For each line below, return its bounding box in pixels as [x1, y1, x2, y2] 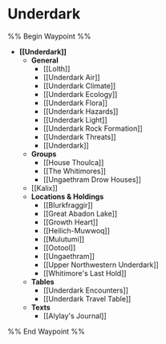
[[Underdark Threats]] [43, 132, 117, 141]
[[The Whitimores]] [43, 166, 106, 176]
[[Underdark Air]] [43, 72, 101, 82]
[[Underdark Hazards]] [43, 106, 119, 116]
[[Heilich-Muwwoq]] [43, 225, 110, 235]
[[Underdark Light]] [43, 115, 107, 124]
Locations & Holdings [30, 192, 104, 201]
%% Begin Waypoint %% [7, 31, 91, 41]
